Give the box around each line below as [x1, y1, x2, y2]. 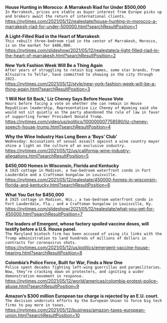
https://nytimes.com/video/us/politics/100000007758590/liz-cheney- [5, 118, 148, 124]
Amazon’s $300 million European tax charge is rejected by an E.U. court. [5, 293, 159, 299]
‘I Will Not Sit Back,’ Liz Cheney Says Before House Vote [5, 96, 123, 101]
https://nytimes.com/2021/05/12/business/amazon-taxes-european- [5, 307, 146, 313]
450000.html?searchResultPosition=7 [5, 211, 83, 217]
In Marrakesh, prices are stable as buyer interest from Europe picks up [5, 9, 162, 14]
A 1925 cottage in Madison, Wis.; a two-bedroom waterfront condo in [5, 197, 153, 202]
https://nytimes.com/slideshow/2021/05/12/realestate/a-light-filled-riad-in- [5, 47, 160, 53]
